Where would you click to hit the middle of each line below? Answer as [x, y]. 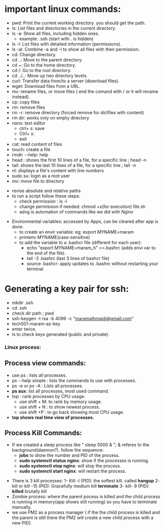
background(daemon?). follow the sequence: [58, 450]
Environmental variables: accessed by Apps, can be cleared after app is [85, 221]
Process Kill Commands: [43, 433]
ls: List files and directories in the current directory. [64, 28]
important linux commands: [63, 9]
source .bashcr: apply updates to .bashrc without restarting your [92, 264]
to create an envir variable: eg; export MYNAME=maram [77, 232]
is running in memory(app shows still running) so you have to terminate [84, 502]
